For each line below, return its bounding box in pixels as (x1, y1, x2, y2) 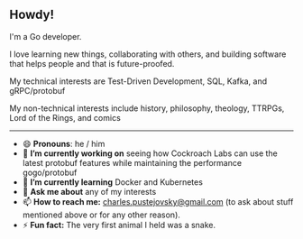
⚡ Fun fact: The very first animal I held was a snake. (22, 219, 216, 230)
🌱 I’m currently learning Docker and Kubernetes (22, 176, 203, 188)
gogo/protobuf (22, 167, 78, 178)
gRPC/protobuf (9, 85, 66, 96)
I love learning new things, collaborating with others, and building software (9, 49, 287, 60)
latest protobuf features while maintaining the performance (22, 157, 242, 168)
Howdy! (9, 7, 55, 23)
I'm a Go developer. (9, 31, 82, 41)
